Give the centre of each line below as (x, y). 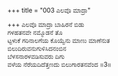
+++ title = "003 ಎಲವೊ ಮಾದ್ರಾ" (49, 10)
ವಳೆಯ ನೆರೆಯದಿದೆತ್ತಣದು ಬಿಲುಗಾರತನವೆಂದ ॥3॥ (59, 64)
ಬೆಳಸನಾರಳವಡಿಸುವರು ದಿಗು (36, 56)
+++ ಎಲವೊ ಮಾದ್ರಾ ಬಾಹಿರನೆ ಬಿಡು (46, 25)
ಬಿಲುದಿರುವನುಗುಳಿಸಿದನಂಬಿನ (37, 48)
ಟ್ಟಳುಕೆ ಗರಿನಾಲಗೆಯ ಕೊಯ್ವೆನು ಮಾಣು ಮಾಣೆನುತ (59, 40)
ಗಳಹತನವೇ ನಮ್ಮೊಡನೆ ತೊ (35, 32)
